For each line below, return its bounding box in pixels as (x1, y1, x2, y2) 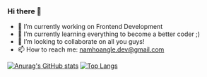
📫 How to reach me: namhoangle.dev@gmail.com (17, 45, 165, 54)
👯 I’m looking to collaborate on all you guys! (17, 37, 145, 46)
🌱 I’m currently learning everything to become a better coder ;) (17, 30, 200, 38)
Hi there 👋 (7, 6, 42, 16)
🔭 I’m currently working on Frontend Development (17, 23, 163, 31)
